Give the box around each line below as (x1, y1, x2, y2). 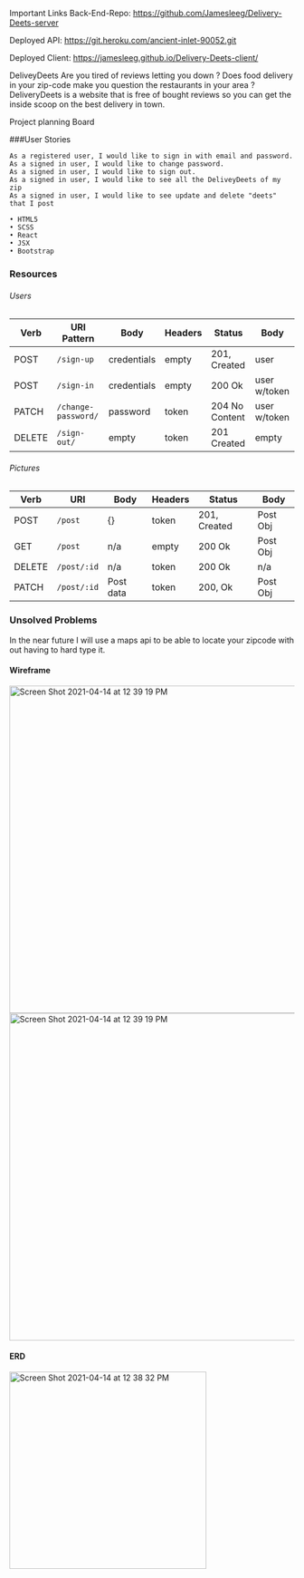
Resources (9, 267, 58, 280)
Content (211, 411, 246, 424)
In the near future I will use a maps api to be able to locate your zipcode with (9, 634, 295, 645)
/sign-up (56, 354, 95, 365)
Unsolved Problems (9, 614, 98, 626)
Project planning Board (9, 117, 95, 127)
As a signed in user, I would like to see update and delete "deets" (9, 191, 278, 200)
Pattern (62, 333, 95, 345)
